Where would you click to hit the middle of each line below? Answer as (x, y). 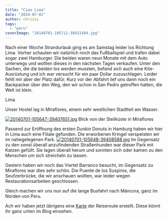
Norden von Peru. (23, 196)
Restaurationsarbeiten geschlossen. (42, 181)
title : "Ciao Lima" (25, 10)
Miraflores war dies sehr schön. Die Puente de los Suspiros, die (70, 170)
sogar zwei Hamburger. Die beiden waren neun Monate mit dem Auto (76, 58)
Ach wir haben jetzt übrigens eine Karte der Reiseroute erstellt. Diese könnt (83, 206)
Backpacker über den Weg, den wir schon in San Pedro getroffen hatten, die (84, 85)
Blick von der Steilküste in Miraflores (116, 119)
